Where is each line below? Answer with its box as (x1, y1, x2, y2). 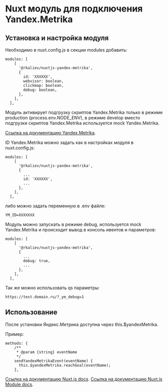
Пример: (5, 331, 24, 337)
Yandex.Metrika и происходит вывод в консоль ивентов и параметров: (5, 227, 156, 232)
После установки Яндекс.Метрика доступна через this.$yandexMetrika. (5, 321, 159, 327)
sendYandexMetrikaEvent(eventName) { (14, 358, 93, 363)
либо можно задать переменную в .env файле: (5, 203, 106, 209)
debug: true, (23, 258, 51, 264)
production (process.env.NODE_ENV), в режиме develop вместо (5, 115, 140, 120)
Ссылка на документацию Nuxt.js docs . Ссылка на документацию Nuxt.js (5, 376, 162, 382)
